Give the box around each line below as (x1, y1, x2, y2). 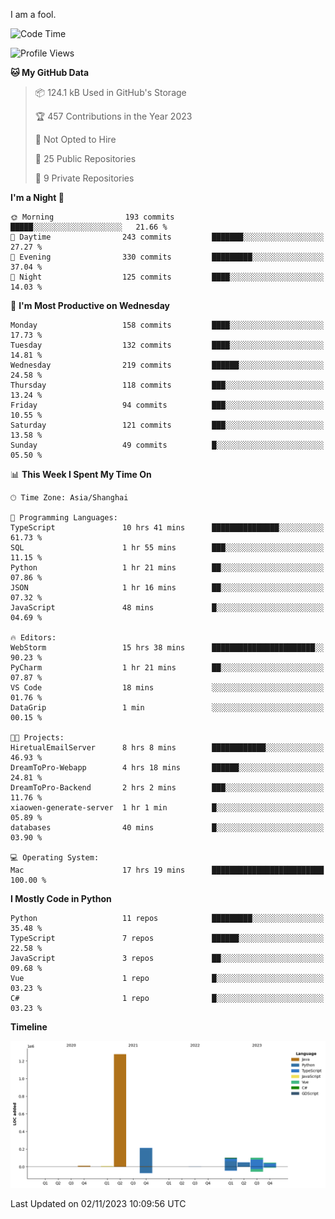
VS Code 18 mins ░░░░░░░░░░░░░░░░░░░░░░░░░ (10, 683, 325, 693)
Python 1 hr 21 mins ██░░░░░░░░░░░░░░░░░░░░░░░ (10, 563, 325, 573)
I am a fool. (10, 9, 57, 20)
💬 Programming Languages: (10, 513, 118, 523)
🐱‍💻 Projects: (10, 733, 65, 743)
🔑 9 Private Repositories (34, 172, 135, 184)
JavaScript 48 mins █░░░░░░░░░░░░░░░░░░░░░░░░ (10, 603, 325, 613)
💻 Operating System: (10, 853, 100, 863)
